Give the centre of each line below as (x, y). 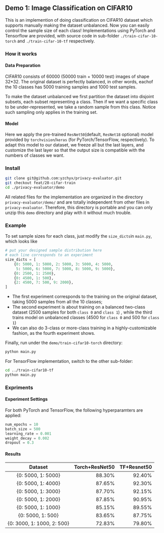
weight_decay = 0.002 (27, 438)
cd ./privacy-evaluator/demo (35, 188)
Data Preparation (23, 66)
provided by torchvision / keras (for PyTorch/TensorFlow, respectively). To (80, 140)
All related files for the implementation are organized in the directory (74, 197)
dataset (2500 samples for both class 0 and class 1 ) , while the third (82, 312)
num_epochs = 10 (22, 424)
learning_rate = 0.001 (28, 433)
